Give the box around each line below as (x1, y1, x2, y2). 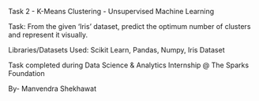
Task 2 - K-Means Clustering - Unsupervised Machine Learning (8, 7, 215, 16)
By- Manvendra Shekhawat (8, 84, 97, 93)
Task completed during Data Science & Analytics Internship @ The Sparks (8, 60, 250, 70)
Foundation (8, 69, 45, 78)
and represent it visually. (8, 31, 88, 39)
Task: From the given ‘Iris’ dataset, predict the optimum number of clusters (8, 22, 251, 31)
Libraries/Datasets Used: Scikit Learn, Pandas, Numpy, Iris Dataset (8, 45, 225, 54)
